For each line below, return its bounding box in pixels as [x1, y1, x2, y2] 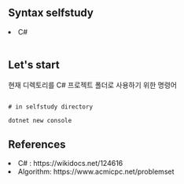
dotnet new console [8, 116, 72, 124]
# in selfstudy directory [8, 102, 93, 111]
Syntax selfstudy [8, 6, 94, 20]
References [8, 138, 66, 152]
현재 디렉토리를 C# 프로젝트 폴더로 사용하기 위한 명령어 [8, 80, 177, 90]
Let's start [8, 58, 61, 72]
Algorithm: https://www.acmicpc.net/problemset [18, 167, 175, 176]
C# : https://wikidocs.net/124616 [18, 159, 123, 168]
